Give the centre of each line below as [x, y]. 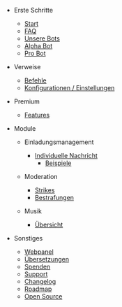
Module [25, 128]
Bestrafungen [54, 198]
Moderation [41, 177]
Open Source [43, 296]
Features [37, 115]
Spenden [37, 266]
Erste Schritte [33, 10]
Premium [27, 101]
